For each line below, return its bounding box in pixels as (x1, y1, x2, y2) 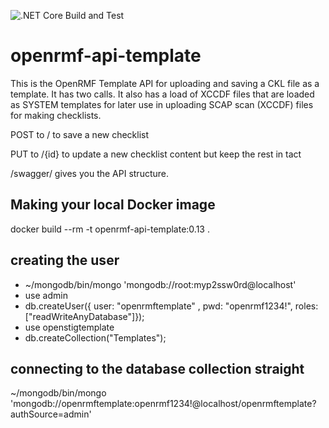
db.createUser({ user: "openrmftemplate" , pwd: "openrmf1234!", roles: (24, 300, 319, 312)
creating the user (10, 252, 120, 269)
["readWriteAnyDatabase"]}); (24, 310, 145, 322)
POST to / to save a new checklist (10, 128, 150, 140)
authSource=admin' (10, 408, 92, 420)
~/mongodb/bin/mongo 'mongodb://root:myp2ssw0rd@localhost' (24, 278, 297, 290)
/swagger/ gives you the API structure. (10, 167, 169, 179)
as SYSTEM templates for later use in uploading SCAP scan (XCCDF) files (10, 98, 314, 110)
